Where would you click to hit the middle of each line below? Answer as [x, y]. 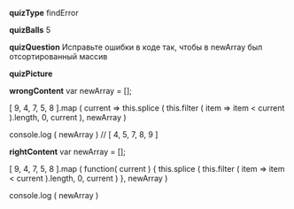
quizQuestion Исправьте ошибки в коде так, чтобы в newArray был [136, 47]
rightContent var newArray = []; [68, 151]
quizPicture [31, 74]
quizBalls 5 [30, 30]
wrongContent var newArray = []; [71, 91]
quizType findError [44, 13]
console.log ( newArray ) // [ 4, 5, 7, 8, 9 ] [84, 135]
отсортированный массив [58, 56]
